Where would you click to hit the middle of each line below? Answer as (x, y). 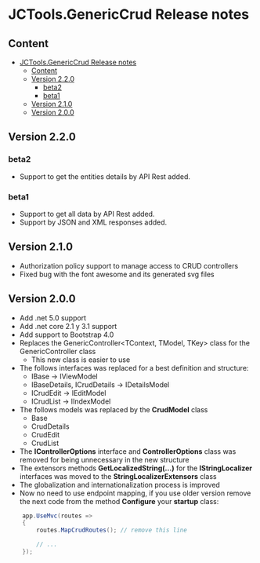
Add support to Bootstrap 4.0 (67, 335)
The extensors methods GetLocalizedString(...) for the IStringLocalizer (136, 468)
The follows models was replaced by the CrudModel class (114, 409)
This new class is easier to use (81, 360)
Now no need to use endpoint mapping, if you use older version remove (135, 493)
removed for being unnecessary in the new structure (104, 459)
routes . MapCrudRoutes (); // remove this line (112, 530)
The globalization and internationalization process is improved (120, 484)
